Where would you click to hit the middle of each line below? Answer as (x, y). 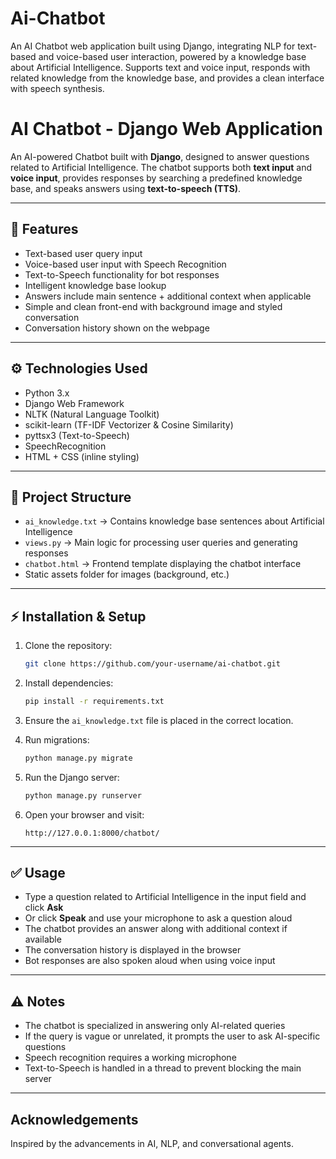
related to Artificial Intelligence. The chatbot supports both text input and (161, 167)
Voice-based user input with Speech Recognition (125, 264)
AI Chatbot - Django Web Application (166, 129)
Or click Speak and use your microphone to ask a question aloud (158, 918)
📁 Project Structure (71, 497)
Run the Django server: (72, 777)
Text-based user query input (83, 253)
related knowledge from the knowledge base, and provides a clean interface (167, 78)
